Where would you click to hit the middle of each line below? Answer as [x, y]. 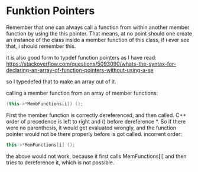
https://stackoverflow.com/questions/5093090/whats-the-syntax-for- [91, 64]
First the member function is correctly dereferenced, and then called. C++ [96, 115]
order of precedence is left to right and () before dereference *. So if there [96, 121]
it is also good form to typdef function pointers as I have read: [81, 57]
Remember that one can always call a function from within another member [98, 27]
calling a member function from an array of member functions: [82, 93]
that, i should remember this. [41, 46]
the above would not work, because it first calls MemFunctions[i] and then [97, 156]
